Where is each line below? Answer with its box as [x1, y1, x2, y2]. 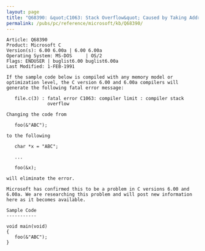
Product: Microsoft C [6, 42, 62, 49]
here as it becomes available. [6, 197, 86, 203]
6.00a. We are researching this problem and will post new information [6, 191, 192, 198]
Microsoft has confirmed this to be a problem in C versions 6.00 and [6, 186, 190, 193]
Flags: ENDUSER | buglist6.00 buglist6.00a [6, 58, 119, 65]
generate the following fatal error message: [6, 85, 124, 91]
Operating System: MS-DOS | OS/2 [6, 53, 103, 59]
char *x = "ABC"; [14, 144, 59, 150]
